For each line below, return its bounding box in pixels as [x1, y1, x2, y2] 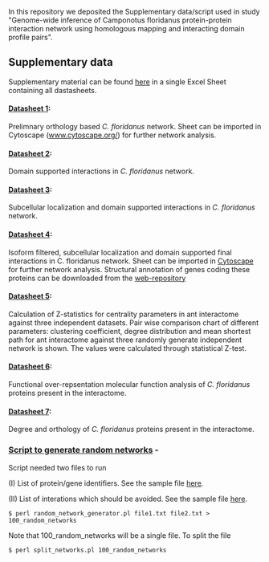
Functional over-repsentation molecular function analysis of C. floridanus [8, 380, 251, 389]
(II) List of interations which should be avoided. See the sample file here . [8, 494, 247, 503]
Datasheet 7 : [8, 406, 52, 416]
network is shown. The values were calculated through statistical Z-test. [8, 343, 247, 352]
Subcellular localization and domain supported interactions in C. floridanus [8, 202, 255, 212]
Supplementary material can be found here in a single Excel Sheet [8, 76, 226, 87]
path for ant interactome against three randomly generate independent [8, 335, 243, 344]
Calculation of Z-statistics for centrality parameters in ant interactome [8, 309, 239, 319]
